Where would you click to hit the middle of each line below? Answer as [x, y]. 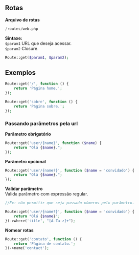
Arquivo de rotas [23, 20]
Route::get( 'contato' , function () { [44, 239]
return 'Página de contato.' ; [45, 244]
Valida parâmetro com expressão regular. [46, 194]
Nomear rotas [19, 230]
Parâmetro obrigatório [28, 134]
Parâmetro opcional [25, 161]
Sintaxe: [14, 38]
